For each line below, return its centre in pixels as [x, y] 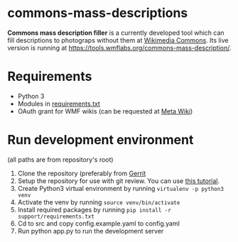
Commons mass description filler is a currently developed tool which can [116, 33]
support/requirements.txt [56, 216]
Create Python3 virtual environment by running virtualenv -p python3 [120, 188]
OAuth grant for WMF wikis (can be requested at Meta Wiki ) [105, 111]
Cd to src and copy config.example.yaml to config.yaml [98, 223]
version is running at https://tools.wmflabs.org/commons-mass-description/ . [120, 48]
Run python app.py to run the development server [91, 231]
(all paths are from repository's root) [60, 159]
